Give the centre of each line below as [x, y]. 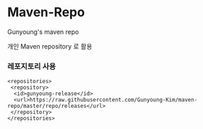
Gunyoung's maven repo [43, 32]
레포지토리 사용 [32, 66]
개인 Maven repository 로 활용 [50, 46]
